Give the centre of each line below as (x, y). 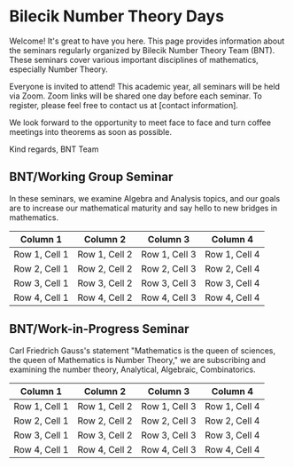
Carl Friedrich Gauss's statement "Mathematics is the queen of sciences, (143, 350)
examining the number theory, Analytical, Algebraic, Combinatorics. (132, 369)
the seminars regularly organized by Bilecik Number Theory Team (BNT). (142, 50)
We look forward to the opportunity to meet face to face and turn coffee (140, 123)
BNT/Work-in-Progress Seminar (99, 329)
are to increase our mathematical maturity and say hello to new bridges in (143, 208)
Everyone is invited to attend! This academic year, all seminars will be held (145, 86)
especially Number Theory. (58, 69)
